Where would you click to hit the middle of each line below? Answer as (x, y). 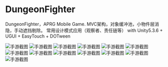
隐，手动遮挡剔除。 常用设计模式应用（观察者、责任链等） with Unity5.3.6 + (84, 30)
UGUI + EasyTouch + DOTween (38, 36)
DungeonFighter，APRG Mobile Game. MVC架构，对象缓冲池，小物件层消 (82, 24)
